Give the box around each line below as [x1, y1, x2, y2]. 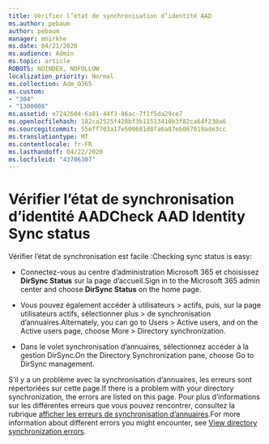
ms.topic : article [8, 58, 70, 66]
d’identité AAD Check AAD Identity [8, 208, 246, 226]
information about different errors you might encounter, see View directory [8, 418, 258, 428]
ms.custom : [8, 87, 45, 96]
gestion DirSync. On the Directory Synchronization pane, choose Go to [19, 351, 254, 360]
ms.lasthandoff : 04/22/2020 [8, 148, 104, 156]
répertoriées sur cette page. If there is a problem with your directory [8, 383, 234, 394]
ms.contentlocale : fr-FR [8, 140, 92, 149]
